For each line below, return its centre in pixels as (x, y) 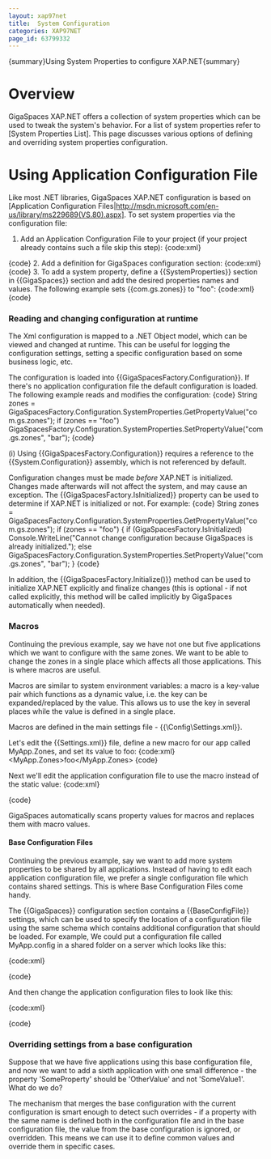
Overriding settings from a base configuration (100, 1044)
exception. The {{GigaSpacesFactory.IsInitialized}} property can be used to (133, 495)
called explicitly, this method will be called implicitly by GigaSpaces (121, 596)
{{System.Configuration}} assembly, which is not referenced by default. (127, 462)
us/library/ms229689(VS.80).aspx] (66, 214)
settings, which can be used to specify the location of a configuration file (130, 919)
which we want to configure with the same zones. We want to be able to (129, 652)
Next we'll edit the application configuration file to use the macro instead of (134, 775)
